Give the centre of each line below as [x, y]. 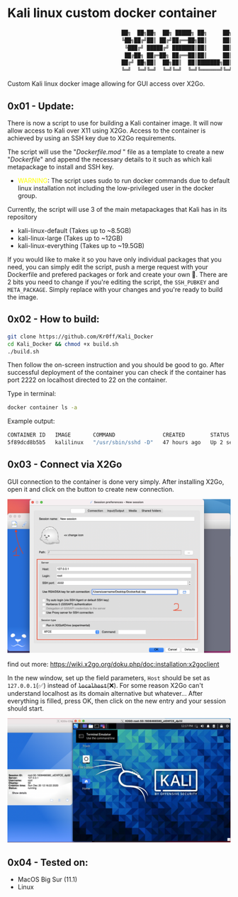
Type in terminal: [32, 394]
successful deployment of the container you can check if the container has [117, 373]
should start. [26, 708]
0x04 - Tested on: [48, 862]
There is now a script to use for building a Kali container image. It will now [115, 123]
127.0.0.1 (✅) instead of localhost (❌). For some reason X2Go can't [105, 685]
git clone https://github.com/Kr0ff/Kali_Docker [80, 337]
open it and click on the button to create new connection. [91, 489]
